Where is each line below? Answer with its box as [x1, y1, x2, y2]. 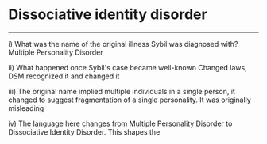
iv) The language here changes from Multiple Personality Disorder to [8, 119, 233, 128]
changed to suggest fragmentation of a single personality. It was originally [8, 95, 252, 104]
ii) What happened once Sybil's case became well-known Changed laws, [8, 63, 248, 72]
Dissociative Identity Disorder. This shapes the [8, 127, 161, 136]
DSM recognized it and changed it [8, 71, 120, 81]
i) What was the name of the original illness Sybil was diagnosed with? [8, 39, 238, 48]
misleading [8, 103, 44, 112]
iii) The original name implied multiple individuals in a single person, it [8, 86, 236, 96]
